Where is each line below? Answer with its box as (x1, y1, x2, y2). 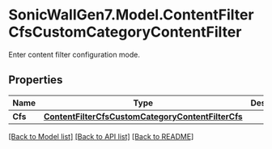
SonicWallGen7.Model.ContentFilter (8, 6, 254, 24)
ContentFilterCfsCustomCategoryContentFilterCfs (43, 111, 243, 122)
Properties (8, 73, 63, 87)
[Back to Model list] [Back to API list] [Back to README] (8, 131, 194, 141)
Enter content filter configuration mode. (8, 49, 140, 59)
